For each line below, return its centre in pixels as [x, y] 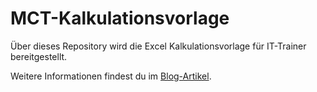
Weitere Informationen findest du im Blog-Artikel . [111, 76]
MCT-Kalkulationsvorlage [120, 18]
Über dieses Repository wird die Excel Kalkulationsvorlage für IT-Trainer [158, 46]
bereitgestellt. [39, 56]
